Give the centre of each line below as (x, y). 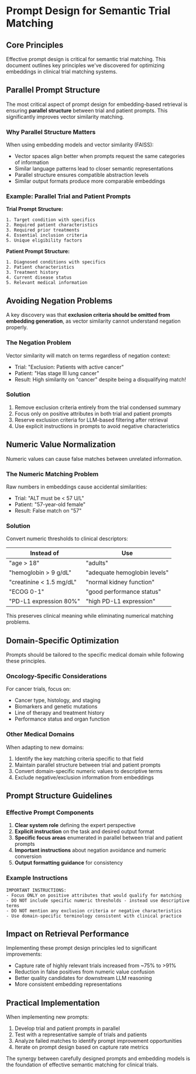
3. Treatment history (32, 272)
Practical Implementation (53, 1003)
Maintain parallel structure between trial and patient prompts (87, 765)
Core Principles (35, 45)
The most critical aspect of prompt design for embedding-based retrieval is (97, 104)
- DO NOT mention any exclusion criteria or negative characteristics (94, 911)
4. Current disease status (39, 277)
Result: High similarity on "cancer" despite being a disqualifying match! (100, 379)
